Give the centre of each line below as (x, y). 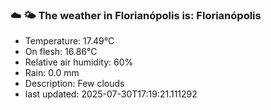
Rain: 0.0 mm (52, 73)
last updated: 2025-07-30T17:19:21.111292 (111, 94)
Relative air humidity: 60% (79, 62)
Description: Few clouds (74, 84)
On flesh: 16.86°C (61, 52)
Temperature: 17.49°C (69, 41)
